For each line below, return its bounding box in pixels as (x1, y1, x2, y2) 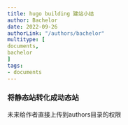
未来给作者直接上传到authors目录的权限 (7, 110, 122, 119)
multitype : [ (7, 36, 45, 43)
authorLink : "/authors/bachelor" (7, 29, 105, 37)
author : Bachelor (7, 17, 58, 24)
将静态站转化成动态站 (7, 93, 79, 103)
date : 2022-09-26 (7, 23, 58, 30)
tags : (7, 62, 23, 69)
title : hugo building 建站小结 (7, 10, 94, 17)
